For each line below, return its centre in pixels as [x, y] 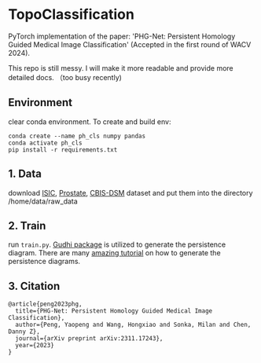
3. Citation [34, 286]
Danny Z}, [24, 332]
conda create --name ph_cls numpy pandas [77, 136]
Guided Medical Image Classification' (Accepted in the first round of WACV [130, 44]
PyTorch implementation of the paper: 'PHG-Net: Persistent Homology [122, 36]
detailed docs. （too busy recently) [65, 77]
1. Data [25, 174]
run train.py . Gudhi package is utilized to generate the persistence [117, 244]
